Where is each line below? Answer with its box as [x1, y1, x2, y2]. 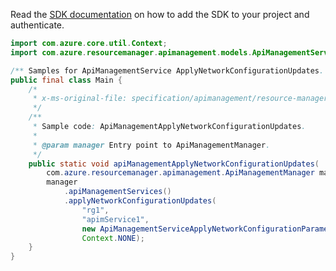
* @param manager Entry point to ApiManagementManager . [32, 140, 271, 150]
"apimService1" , [81, 214, 150, 224]
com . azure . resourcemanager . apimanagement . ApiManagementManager [46, 168, 315, 178]
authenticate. [10, 19, 65, 31]
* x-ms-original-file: [32, 94, 128, 104]
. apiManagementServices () [63, 187, 172, 197]
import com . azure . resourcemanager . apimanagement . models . [10, 47, 253, 58]
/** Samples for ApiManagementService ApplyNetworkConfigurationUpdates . [10, 65, 325, 76]
